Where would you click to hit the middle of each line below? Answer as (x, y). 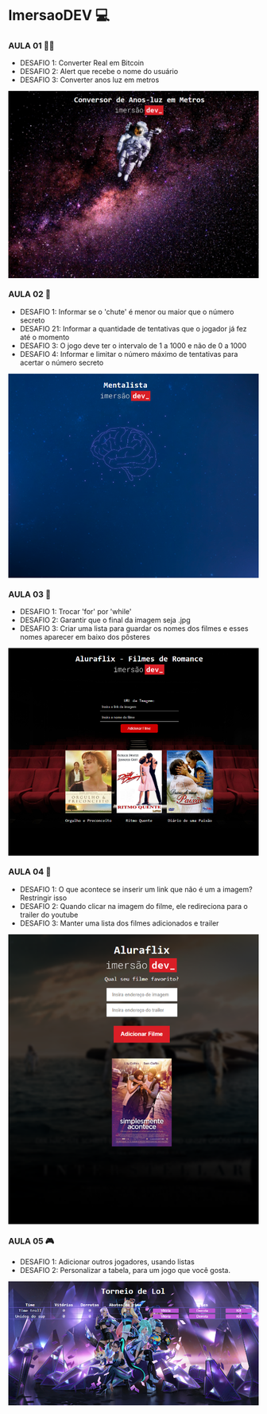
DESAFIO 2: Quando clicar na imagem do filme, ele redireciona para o (133, 906)
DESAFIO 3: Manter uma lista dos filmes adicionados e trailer (119, 923)
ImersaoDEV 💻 (59, 16)
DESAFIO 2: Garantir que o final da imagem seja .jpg (105, 620)
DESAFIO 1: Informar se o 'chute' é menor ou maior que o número (127, 311)
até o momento (44, 337)
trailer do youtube (49, 915)
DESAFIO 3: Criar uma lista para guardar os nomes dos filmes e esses (134, 629)
